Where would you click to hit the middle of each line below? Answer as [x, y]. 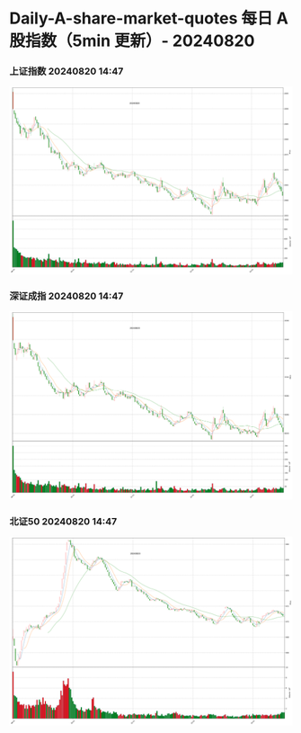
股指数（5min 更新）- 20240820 [132, 41]
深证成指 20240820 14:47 [66, 296]
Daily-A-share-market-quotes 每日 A [149, 18]
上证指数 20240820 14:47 [66, 71]
